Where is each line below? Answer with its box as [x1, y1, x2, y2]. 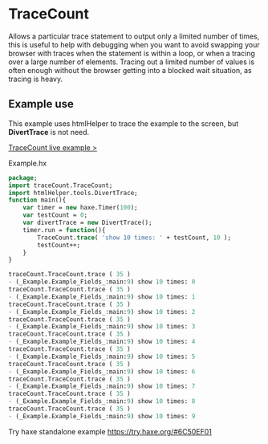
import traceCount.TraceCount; [8, 181, 113, 189]
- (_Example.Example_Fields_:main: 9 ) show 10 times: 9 [8, 412, 196, 420]
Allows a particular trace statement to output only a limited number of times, [8, 31, 260, 41]
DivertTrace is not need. [8, 127, 90, 136]
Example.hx [8, 158, 47, 168]
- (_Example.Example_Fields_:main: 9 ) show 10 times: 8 [8, 397, 196, 405]
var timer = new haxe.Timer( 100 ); [22, 204, 138, 212]
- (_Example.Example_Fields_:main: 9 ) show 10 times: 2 [8, 308, 196, 316]
